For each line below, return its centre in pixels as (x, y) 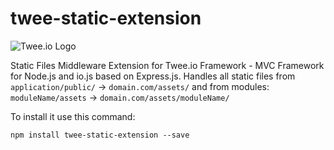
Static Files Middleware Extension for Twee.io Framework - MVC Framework (167, 65)
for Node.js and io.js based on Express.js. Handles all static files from (153, 76)
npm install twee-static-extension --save (100, 135)
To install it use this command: (73, 116)
